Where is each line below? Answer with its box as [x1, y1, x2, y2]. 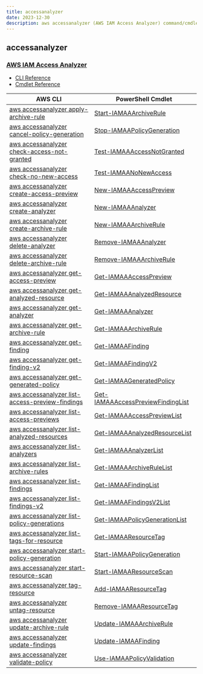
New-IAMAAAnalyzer [94, 203, 156, 212]
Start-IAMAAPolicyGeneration [94, 550, 181, 559]
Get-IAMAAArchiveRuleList [94, 463, 173, 472]
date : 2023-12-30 [6, 14, 50, 21]
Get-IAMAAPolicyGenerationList [94, 515, 187, 524]
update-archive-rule [9, 623, 69, 632]
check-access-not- [9, 147, 68, 156]
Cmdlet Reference [14, 81, 60, 88]
